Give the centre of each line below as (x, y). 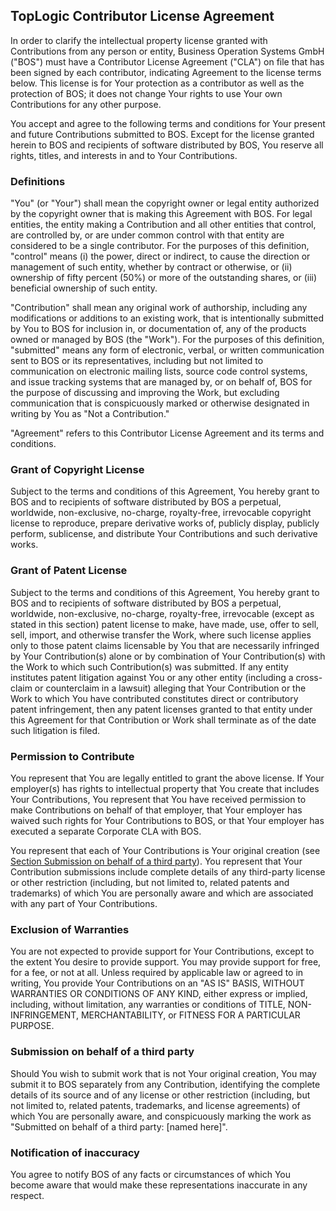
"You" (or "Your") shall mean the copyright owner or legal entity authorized (165, 203)
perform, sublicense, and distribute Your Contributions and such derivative (164, 534)
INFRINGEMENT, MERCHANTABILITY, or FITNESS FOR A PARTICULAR (155, 1015)
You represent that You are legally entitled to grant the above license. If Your (167, 778)
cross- (309, 677)
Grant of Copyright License (77, 470)
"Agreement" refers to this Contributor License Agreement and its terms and (167, 433)
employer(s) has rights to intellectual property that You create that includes (165, 788)
